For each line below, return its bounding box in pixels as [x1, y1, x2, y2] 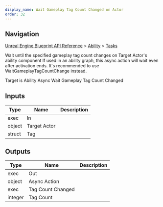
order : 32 [5, 12, 25, 17]
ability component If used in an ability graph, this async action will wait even [5, 57, 159, 64]
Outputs [5, 147, 31, 155]
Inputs [5, 92, 25, 100]
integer [7, 194, 24, 201]
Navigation [5, 30, 39, 38]
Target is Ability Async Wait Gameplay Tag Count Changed [5, 78, 124, 83]
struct [7, 130, 21, 137]
